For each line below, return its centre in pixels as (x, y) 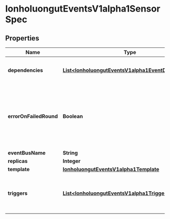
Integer (72, 161)
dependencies (26, 70)
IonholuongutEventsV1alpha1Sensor (83, 9)
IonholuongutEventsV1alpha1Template (111, 169)
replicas (18, 161)
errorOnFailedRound (33, 116)
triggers (18, 193)
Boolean (73, 116)
